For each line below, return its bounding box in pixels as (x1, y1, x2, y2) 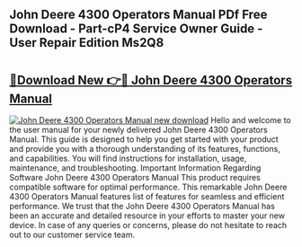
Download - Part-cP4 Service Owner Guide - (9, 22, 263, 37)
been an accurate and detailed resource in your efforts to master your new (9, 210, 286, 221)
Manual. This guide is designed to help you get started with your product (9, 134, 279, 145)
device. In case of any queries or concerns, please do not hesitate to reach (9, 220, 288, 230)
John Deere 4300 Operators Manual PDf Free (9, 7, 268, 22)
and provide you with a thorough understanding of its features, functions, (9, 144, 281, 154)
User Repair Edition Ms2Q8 (9, 35, 164, 50)
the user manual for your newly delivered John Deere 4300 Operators (9, 125, 268, 135)
